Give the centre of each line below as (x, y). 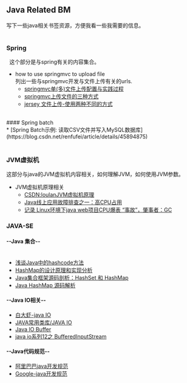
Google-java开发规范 (41, 373)
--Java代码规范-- (28, 351)
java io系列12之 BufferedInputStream (61, 336)
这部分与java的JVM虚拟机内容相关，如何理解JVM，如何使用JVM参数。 (95, 174)
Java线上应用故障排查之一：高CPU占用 (73, 202)
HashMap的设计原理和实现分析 (54, 270)
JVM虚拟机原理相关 (40, 187)
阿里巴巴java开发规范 (42, 366)
